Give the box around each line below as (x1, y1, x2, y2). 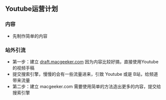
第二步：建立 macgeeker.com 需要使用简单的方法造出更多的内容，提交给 (12, 83, 162, 89)
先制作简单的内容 (12, 33, 48, 39)
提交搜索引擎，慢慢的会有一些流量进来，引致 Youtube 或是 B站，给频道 (12, 71, 158, 77)
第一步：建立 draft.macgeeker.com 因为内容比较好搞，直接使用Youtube (12, 58, 159, 64)
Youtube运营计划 (5, 4, 58, 13)
